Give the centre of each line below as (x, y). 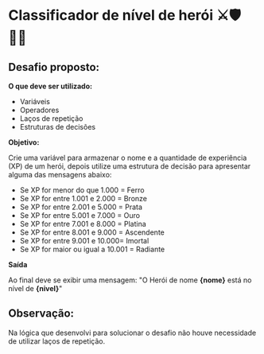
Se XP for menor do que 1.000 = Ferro (82, 190)
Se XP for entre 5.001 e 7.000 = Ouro (80, 215)
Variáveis (35, 101)
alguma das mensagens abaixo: (60, 175)
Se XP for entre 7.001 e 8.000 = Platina (83, 224)
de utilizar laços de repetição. (57, 341)
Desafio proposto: (54, 67)
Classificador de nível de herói (111, 16)
